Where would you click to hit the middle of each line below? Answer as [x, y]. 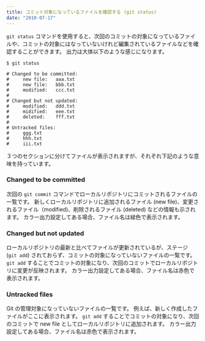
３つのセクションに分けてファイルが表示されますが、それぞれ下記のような [100, 156]
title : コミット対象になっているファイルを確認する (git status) [82, 12]
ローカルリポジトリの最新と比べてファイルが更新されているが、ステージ [97, 248]
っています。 [38, 163]
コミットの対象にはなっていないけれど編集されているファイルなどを [108, 44]
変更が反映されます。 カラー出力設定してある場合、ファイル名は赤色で [106, 270]
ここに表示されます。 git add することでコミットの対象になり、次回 [113, 316]
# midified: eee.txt [41, 111]
